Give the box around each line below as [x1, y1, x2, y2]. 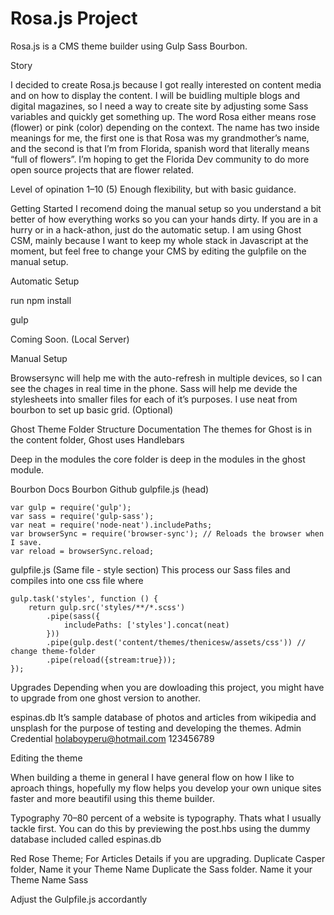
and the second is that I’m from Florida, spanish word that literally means [10, 142, 310, 154]
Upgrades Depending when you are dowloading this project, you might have [10, 681, 325, 693]
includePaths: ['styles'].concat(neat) [63, 620, 230, 630]
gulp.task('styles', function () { [10, 593, 159, 604]
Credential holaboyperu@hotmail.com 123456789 [10, 732, 215, 744]
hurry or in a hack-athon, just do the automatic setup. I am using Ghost [10, 223, 302, 236]
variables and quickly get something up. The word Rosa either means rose [10, 110, 317, 122]
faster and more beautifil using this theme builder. [10, 792, 215, 804]
